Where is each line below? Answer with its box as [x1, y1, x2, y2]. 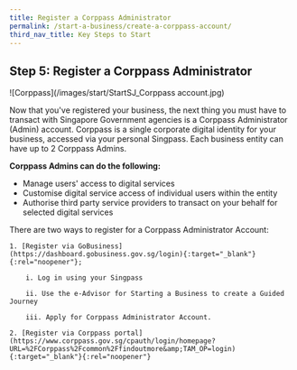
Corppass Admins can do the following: [9, 161, 161, 171]
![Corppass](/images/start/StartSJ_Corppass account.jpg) [9, 88, 225, 98]
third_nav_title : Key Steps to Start [9, 30, 152, 39]
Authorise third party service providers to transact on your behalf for [22, 198, 278, 208]
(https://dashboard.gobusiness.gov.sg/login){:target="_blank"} [9, 250, 256, 259]
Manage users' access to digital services [22, 178, 175, 190]
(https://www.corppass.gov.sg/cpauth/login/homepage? [9, 337, 217, 346]
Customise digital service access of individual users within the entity [22, 188, 278, 199]
